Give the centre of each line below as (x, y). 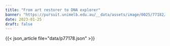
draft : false (19, 24)
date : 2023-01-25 (24, 19)
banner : (13, 15)
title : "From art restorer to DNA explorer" (53, 10)
